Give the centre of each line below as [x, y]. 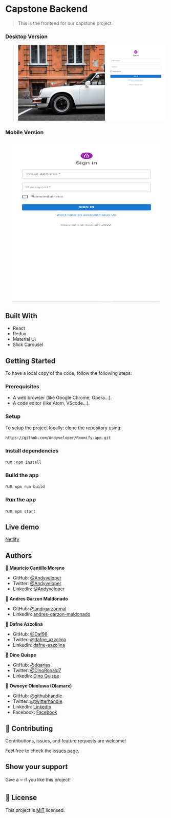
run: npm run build [25, 486]
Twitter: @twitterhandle [37, 701]
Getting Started [30, 361]
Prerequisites [22, 387]
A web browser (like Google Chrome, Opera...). [62, 398]
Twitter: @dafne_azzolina [39, 640]
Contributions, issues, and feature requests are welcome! [66, 741]
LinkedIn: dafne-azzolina [39, 645]
